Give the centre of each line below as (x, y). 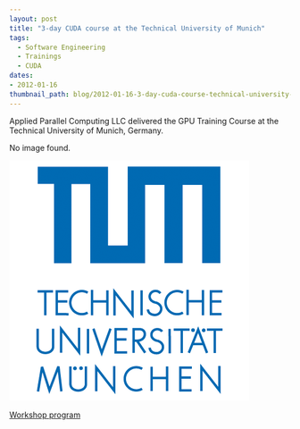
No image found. (40, 147)
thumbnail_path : (39, 94)
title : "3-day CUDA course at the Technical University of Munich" (137, 28)
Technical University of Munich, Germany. (86, 130)
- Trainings (40, 57)
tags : (19, 38)
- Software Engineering (61, 47)
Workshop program (45, 415)
